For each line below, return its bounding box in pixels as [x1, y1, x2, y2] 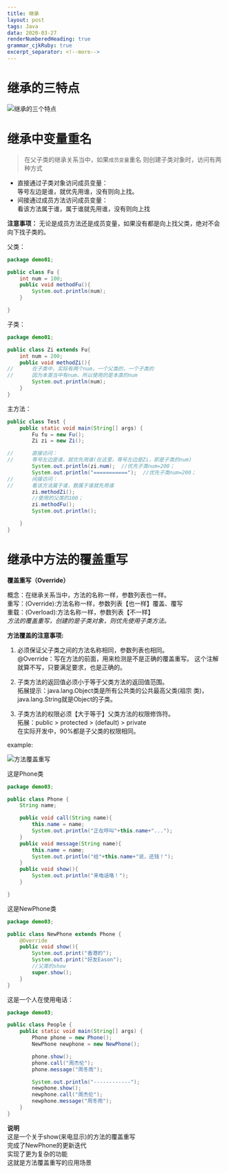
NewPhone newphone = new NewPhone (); [32, 1041, 140, 1048]
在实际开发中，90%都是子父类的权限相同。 [17, 727, 140, 735]
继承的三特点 [7, 81, 81, 97]
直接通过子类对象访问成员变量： [17, 179, 108, 187]
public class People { [7, 1021, 72, 1028]
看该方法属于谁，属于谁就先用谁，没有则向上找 [17, 204, 150, 212]
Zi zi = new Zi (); [32, 437, 85, 445]
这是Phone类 [7, 770, 44, 778]
